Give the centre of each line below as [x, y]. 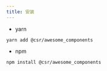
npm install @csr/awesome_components [54, 62]
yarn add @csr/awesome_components [50, 40]
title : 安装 [20, 12]
